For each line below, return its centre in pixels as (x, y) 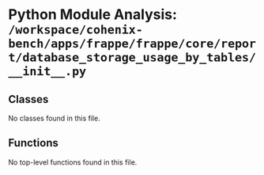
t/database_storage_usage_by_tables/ (132, 57)
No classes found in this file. (54, 118)
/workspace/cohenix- (76, 30)
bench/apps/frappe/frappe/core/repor (132, 44)
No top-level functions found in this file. (73, 162)
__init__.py (47, 72)
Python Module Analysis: (93, 15)
